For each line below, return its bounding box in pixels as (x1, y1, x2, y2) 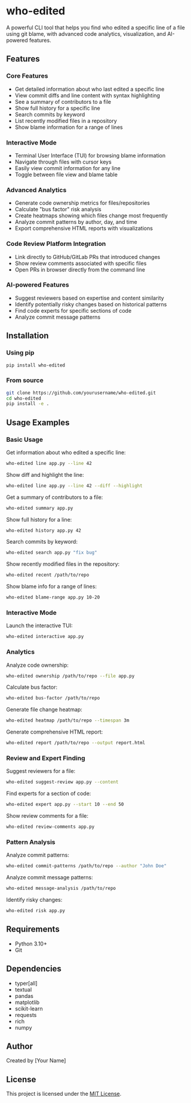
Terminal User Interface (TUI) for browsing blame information (14, 152, 166, 159)
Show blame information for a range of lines (14, 124, 124, 131)
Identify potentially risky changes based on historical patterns (14, 300, 167, 308)
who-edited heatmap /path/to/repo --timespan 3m (6, 717, 130, 723)
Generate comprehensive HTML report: (6, 728, 103, 735)
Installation (6, 331, 49, 341)
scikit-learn (14, 1005, 43, 1012)
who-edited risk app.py (6, 908, 66, 914)
